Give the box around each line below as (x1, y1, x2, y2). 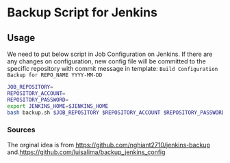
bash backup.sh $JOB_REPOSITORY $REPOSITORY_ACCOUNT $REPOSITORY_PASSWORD (7, 109, 225, 116)
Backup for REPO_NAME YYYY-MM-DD (7, 72, 103, 78)
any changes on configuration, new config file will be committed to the (7, 57, 207, 65)
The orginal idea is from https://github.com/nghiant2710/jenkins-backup (7, 140, 211, 149)
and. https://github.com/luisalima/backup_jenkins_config (7, 148, 166, 156)
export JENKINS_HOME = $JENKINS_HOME (7, 102, 109, 110)
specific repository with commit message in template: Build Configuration (7, 65, 218, 72)
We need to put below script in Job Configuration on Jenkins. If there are (7, 50, 213, 58)
